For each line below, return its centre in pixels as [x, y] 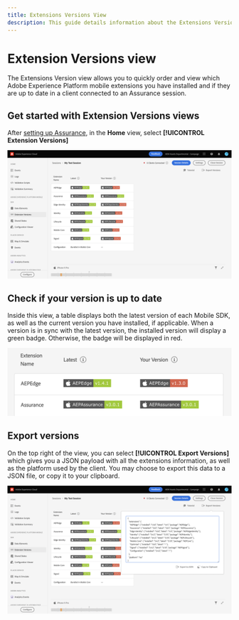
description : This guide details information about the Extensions [110, 22]
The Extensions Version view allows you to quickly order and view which [114, 78]
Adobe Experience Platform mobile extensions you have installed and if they [119, 86]
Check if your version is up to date [85, 299]
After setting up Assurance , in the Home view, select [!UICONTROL [106, 133]
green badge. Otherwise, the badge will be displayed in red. [95, 338]
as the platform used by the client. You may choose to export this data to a [116, 468]
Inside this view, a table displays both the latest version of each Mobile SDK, [119, 316]
